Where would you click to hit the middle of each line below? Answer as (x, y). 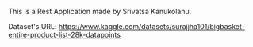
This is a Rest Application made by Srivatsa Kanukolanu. (100, 11)
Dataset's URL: (33, 26)
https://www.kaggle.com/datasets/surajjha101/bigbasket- (151, 26)
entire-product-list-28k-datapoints (65, 35)
